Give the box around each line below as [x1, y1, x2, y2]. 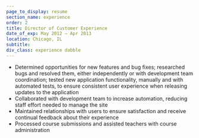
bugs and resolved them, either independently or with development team [14, 69, 194, 77]
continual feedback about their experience [14, 114, 119, 121]
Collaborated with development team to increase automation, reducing [14, 95, 188, 102]
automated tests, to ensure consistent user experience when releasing [14, 82, 188, 89]
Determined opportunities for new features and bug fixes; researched [14, 63, 185, 70]
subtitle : [6, 42, 31, 48]
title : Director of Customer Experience [6, 25, 108, 31]
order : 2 [6, 20, 28, 25]
